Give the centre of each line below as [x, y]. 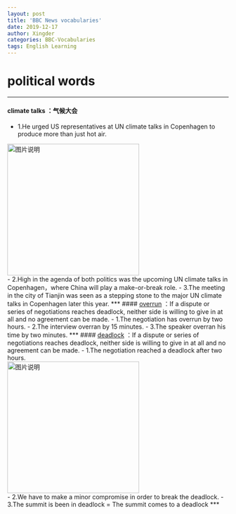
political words [51, 81]
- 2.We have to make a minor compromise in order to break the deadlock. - [116, 497]
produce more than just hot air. [62, 134]
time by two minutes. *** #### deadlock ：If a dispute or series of [103, 335]
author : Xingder [31, 33]
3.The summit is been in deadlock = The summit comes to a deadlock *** [113, 505]
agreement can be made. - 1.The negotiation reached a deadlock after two [115, 350]
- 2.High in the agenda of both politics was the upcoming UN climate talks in [118, 279]
